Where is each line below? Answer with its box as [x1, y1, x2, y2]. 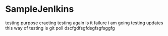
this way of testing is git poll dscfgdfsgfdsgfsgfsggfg [5, 25, 115, 31]
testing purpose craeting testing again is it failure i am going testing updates [5, 20, 163, 26]
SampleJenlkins [5, 3, 74, 15]
